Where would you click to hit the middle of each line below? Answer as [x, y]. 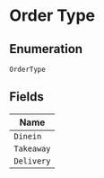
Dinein [28, 136]
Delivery [32, 161]
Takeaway [32, 148]
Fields [27, 97]
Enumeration [46, 49]
